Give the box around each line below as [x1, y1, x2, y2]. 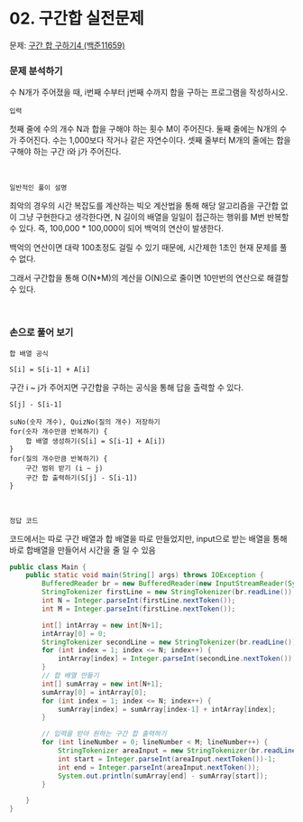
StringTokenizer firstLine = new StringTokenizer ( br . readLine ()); [41, 588, 297, 597]
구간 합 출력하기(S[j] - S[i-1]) [25, 473, 138, 482]
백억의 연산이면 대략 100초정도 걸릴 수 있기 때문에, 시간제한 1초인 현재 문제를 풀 [9, 242, 288, 253]
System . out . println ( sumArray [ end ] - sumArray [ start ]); [57, 771, 269, 780]
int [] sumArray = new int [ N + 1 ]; [41, 679, 164, 688]
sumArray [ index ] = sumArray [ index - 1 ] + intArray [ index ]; [57, 705, 277, 714]
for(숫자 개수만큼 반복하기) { [9, 426, 108, 436]
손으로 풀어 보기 [9, 326, 74, 339]
